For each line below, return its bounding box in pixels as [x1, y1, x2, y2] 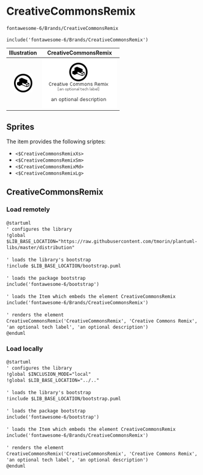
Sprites [6, 121, 35, 132]
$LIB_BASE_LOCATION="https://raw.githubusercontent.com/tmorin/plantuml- [6, 238, 198, 244]
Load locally [6, 344, 43, 353]
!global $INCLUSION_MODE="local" [6, 371, 91, 377]
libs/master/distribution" [6, 244, 75, 250]
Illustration [9, 49, 38, 56]
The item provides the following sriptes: [6, 138, 106, 145]
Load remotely [6, 205, 51, 214]
